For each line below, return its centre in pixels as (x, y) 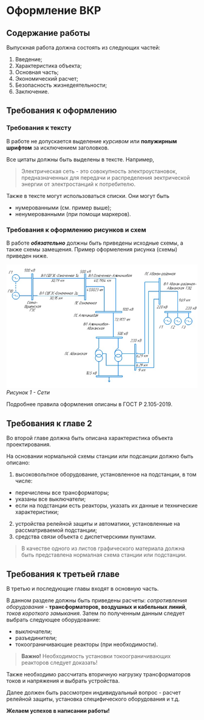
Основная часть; (37, 72)
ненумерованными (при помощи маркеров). (73, 214)
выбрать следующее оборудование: (53, 620)
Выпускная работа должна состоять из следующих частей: (83, 47)
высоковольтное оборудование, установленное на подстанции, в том (106, 475)
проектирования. (29, 444)
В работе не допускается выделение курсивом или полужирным (92, 141)
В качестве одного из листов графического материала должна (103, 548)
